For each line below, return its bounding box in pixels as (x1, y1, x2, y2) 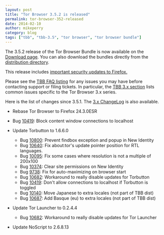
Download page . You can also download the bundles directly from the (5, 54, 149, 60)
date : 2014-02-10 (5, 21, 41, 26)
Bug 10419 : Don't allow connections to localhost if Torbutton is (19, 179, 149, 185)
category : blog (5, 30, 37, 35)
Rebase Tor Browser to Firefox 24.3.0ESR (12, 108, 97, 114)
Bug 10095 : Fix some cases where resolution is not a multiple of (19, 153, 151, 159)
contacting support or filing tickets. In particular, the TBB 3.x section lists (5, 83, 155, 89)
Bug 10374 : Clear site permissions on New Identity (19, 163, 124, 169)
